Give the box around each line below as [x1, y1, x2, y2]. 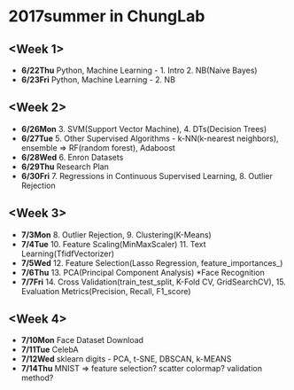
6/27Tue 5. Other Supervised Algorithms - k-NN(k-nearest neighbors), [20, 133, 280, 144]
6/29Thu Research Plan [20, 161, 110, 172]
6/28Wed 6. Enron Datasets [20, 152, 124, 162]
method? [20, 372, 54, 383]
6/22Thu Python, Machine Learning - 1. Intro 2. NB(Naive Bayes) [20, 65, 258, 75]
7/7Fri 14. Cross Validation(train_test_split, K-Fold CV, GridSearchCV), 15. [20, 277, 287, 287]
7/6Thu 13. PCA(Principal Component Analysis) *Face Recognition [20, 267, 265, 277]
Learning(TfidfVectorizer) [20, 248, 115, 259]
